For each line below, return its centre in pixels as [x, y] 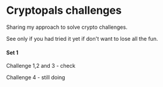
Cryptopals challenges [64, 10]
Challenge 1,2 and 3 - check [41, 66]
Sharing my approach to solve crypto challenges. [67, 27]
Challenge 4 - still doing [36, 77]
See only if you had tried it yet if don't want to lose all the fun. [82, 38]
